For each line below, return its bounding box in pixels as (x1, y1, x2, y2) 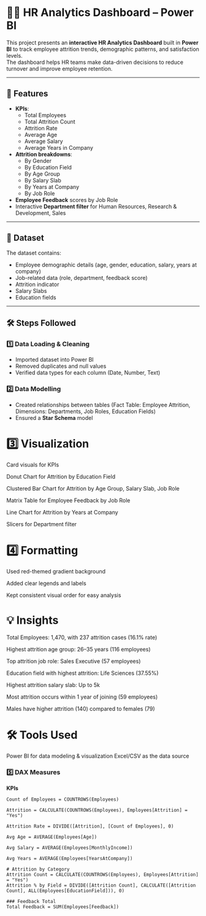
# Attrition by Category (6, 866, 70, 872)
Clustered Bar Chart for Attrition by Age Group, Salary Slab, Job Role (6, 485, 180, 492)
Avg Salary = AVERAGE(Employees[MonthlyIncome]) (6, 844, 133, 851)
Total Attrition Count (24, 118, 75, 125)
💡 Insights (6, 613, 59, 627)
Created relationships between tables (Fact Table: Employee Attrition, (15, 401, 191, 408)
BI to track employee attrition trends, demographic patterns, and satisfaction (6, 45, 199, 53)
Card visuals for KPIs (6, 461, 59, 468)
